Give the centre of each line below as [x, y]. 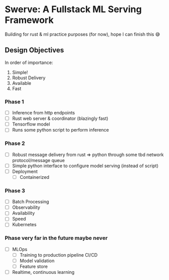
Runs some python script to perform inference [61, 130]
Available [22, 83]
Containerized [34, 177]
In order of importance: [29, 63]
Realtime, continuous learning [43, 272]
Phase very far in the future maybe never [56, 238]
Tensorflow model [31, 124]
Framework [29, 20]
